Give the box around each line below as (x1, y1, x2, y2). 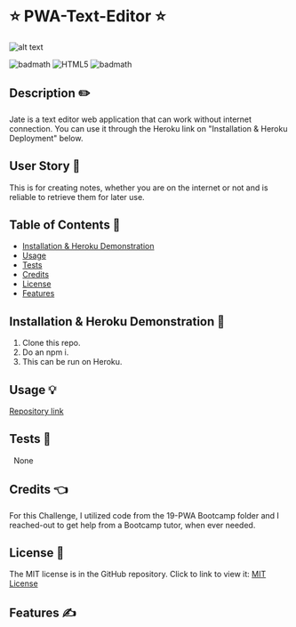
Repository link (9, 406, 64, 416)
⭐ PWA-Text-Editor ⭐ (9, 6, 166, 27)
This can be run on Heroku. (21, 357, 123, 367)
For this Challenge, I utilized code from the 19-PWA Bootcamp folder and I (9, 510, 280, 520)
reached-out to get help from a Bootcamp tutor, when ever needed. (9, 519, 256, 530)
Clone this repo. (21, 338, 81, 349)
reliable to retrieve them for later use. (9, 191, 145, 202)
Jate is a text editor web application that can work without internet (9, 114, 252, 125)
